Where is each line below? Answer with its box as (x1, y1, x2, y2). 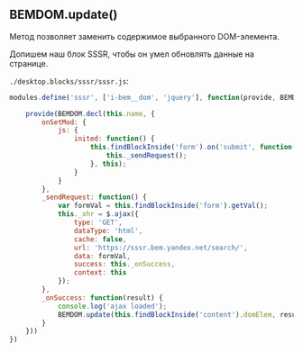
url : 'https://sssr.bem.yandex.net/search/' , (73, 243, 248, 252)
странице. (9, 58, 49, 68)
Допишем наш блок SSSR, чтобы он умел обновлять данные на (9, 49, 255, 59)
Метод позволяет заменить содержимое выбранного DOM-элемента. (9, 31, 280, 41)
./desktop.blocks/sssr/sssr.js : (9, 76, 129, 86)
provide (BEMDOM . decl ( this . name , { (25, 109, 155, 118)
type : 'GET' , (73, 218, 124, 228)
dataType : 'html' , (73, 226, 143, 235)
